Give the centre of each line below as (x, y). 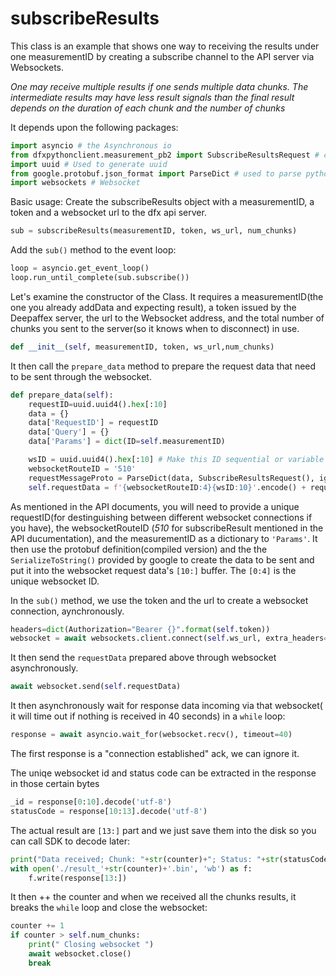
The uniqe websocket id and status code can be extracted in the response (163, 773)
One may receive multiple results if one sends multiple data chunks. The (159, 86)
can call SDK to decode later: (70, 841)
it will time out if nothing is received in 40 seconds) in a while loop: (148, 716)
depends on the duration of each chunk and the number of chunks (148, 108)
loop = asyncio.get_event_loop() (80, 268)
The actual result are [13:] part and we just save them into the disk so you (163, 830)
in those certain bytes (55, 784)
